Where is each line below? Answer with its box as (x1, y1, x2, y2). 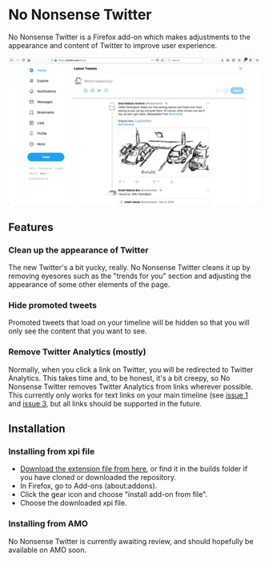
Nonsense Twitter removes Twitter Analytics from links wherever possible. (8, 381, 254, 391)
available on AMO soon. (8, 545, 87, 555)
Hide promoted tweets (8, 299, 98, 310)
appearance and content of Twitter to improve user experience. (8, 40, 218, 50)
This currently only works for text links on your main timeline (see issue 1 (8, 390, 248, 400)
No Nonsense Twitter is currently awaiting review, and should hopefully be (8, 536, 254, 546)
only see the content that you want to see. (8, 326, 147, 336)
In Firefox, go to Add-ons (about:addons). (19, 481, 158, 490)
